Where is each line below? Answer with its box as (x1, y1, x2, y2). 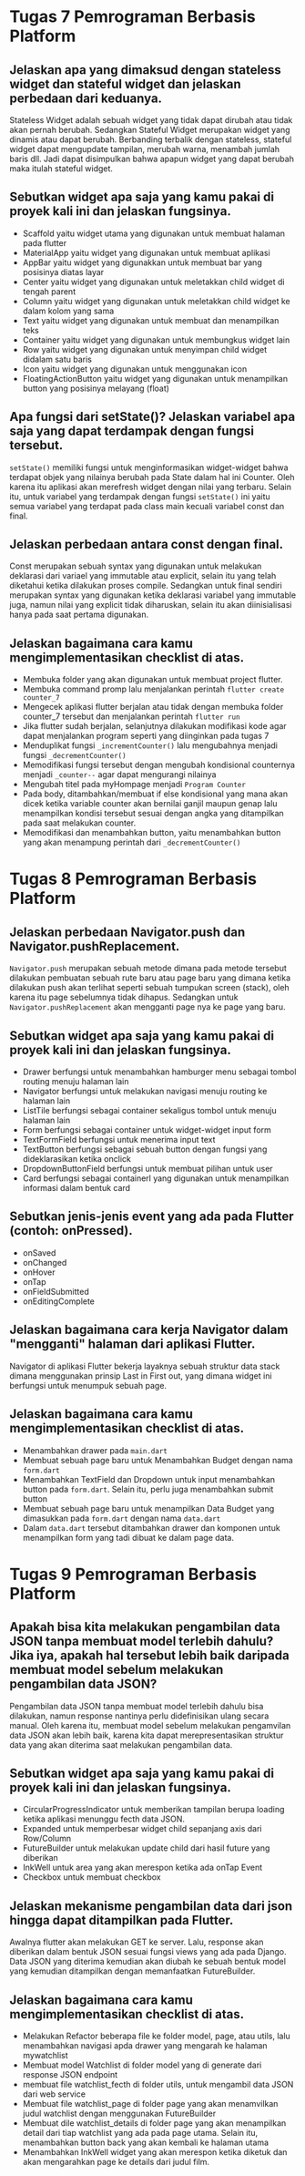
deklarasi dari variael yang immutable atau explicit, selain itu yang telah (9, 570, 277, 581)
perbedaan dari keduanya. (9, 90, 162, 106)
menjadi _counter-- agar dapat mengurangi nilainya (22, 769, 217, 780)
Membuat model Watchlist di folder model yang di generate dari (22, 2059, 262, 2070)
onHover (22, 1267, 56, 1278)
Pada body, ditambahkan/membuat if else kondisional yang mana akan (22, 788, 289, 799)
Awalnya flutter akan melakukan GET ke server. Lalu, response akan (9, 1936, 264, 1947)
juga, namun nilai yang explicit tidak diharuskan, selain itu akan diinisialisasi (9, 600, 292, 611)
